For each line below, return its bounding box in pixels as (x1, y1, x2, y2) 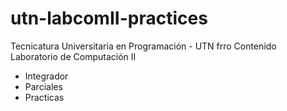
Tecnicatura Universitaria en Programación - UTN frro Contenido (10, 40, 277, 52)
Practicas (24, 91, 65, 103)
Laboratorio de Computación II (10, 50, 137, 62)
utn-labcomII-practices (10, 7, 208, 30)
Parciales (24, 80, 63, 92)
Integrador (24, 70, 69, 82)
